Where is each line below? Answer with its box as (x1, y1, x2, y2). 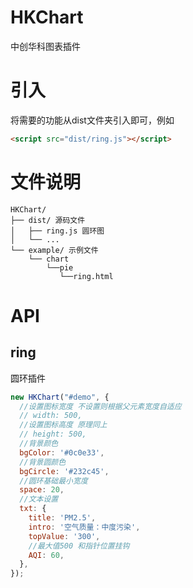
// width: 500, (19, 411, 83, 421)
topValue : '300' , (28, 531, 101, 541)
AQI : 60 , (28, 550, 65, 560)
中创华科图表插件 (10, 40, 81, 52)
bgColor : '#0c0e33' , (19, 447, 105, 458)
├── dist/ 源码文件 (10, 215, 86, 225)
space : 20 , (19, 485, 65, 495)
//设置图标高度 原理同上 (19, 420, 108, 430)
